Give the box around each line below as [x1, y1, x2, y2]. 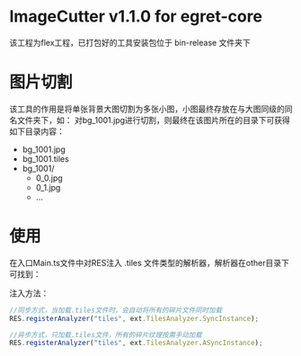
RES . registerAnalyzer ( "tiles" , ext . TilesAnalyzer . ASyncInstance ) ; [9, 339, 263, 348]
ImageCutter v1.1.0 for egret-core [9, 6, 263, 27]
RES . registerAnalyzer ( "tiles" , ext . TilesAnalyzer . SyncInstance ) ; [9, 314, 259, 323]
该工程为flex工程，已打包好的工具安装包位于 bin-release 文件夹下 [9, 37, 251, 48]
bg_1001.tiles [22, 153, 69, 164]
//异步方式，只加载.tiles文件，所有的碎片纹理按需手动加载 [9, 330, 202, 339]
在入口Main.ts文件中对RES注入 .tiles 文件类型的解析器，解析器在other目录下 [9, 257, 289, 268]
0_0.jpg [35, 173, 63, 183]
